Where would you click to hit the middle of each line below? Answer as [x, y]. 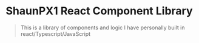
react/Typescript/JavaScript [56, 33]
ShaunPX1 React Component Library [99, 11]
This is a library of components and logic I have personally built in [103, 27]
